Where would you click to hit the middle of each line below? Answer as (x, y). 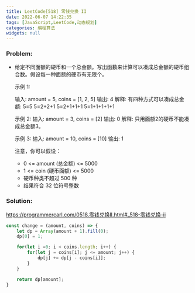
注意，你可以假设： (38, 151)
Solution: (19, 201)
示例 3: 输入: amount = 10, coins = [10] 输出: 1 (69, 139)
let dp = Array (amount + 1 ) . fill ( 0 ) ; (63, 231)
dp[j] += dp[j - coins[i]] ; (72, 258)
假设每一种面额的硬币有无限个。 (69, 74)
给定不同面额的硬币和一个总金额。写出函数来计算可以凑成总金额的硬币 (99, 67)
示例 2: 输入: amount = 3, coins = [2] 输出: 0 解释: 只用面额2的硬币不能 (99, 119)
